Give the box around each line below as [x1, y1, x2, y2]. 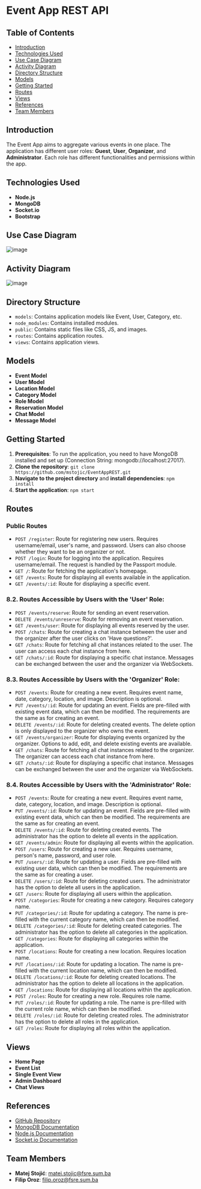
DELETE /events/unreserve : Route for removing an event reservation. [14, 615, 184, 622]
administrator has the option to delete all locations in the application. [14, 979, 184, 987]
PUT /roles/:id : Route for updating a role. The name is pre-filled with [14, 999, 187, 1006]
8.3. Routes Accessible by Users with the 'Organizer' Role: [6, 675, 180, 683]
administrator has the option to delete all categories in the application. [14, 928, 188, 936]
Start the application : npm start [14, 486, 95, 494]
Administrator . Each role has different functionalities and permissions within [6, 154, 195, 161]
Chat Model [14, 410, 45, 417]
